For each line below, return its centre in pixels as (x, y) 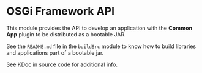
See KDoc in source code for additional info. (62, 64)
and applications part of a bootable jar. (55, 52)
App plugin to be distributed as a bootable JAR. (66, 34)
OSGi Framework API (61, 11)
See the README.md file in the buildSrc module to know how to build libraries (101, 46)
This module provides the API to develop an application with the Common (99, 28)
